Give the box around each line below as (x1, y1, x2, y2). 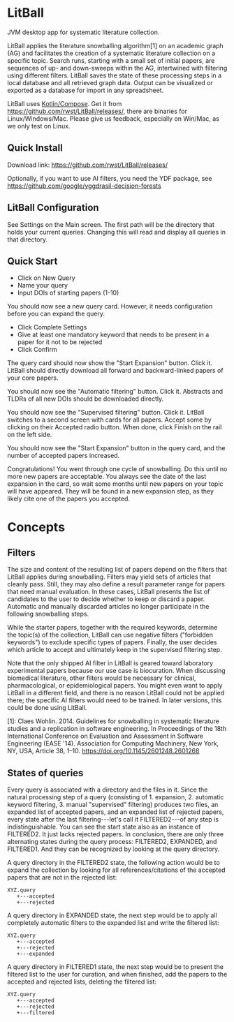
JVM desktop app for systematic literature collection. (7, 28, 160, 36)
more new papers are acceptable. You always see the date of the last (7, 473, 207, 481)
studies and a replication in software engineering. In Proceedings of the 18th (7, 725, 227, 733)
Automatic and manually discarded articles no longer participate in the (7, 602, 210, 611)
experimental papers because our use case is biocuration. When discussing (7, 667, 226, 675)
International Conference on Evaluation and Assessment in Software (7, 732, 204, 741)
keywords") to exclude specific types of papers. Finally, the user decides (7, 638, 217, 646)
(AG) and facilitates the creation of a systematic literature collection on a (7, 49, 216, 57)
